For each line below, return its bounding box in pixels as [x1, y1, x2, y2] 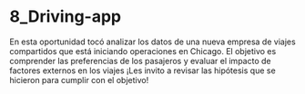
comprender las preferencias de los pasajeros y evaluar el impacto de [9, 55, 271, 66]
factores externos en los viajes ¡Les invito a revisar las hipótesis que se [9, 65, 276, 76]
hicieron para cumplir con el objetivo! [9, 74, 149, 85]
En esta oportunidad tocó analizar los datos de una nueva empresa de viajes [9, 36, 296, 47]
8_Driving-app [9, 6, 121, 27]
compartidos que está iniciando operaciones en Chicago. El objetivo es [9, 45, 277, 56]
